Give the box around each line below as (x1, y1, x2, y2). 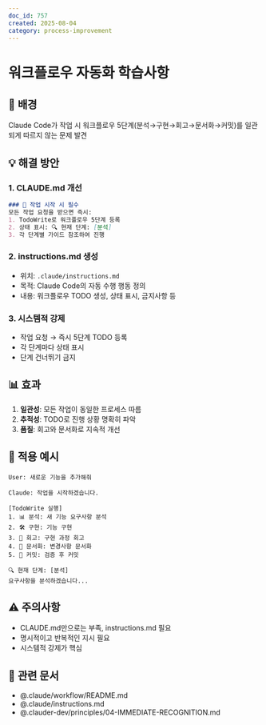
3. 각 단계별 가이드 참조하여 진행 (8, 230, 105, 238)
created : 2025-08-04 (8, 19, 77, 27)
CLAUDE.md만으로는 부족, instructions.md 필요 (19, 623, 172, 633)
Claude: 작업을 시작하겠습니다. (8, 489, 99, 497)
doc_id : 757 (8, 11, 48, 20)
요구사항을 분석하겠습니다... (8, 577, 89, 585)
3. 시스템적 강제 (8, 313, 66, 324)
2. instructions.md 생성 (8, 251, 98, 262)
